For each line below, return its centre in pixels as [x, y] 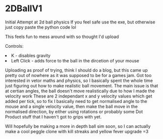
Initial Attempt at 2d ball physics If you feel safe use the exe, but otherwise [80, 22]
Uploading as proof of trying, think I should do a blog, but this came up [76, 70]
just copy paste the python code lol [41, 27]
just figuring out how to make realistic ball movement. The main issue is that [81, 85]
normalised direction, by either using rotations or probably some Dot [74, 111]
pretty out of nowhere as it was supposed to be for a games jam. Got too [78, 75]
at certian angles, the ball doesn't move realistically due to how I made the [80, 91]
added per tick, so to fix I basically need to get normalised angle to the [76, 101]
